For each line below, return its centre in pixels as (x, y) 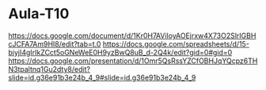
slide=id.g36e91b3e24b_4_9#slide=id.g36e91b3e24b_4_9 (102, 77)
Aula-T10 (39, 14)
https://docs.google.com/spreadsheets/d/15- (176, 43)
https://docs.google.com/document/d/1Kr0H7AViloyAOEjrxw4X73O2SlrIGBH (132, 36)
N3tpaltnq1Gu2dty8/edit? (49, 69)
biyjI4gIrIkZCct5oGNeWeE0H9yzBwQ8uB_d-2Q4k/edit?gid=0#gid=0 (120, 52)
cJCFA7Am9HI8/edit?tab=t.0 (55, 43)
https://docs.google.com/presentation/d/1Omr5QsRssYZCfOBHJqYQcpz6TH (133, 61)
